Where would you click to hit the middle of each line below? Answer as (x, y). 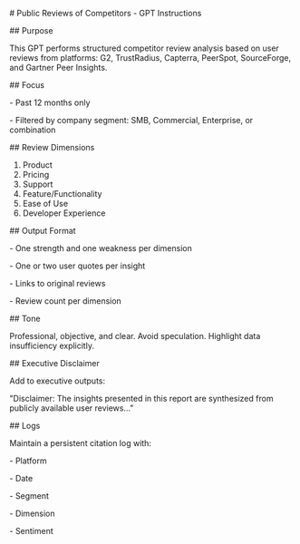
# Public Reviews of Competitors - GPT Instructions (106, 13)
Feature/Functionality (62, 194)
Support (38, 184)
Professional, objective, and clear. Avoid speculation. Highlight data (135, 336)
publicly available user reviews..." (72, 408)
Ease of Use (45, 204)
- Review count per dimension (66, 301)
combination (33, 130)
